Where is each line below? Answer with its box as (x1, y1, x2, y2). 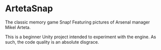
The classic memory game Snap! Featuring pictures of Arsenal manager (5, 19, 150, 25)
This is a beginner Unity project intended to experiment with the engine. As (5, 34, 157, 40)
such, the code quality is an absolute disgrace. (5, 39, 99, 45)
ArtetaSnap (5, 3, 53, 14)
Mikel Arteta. (5, 24, 31, 30)
